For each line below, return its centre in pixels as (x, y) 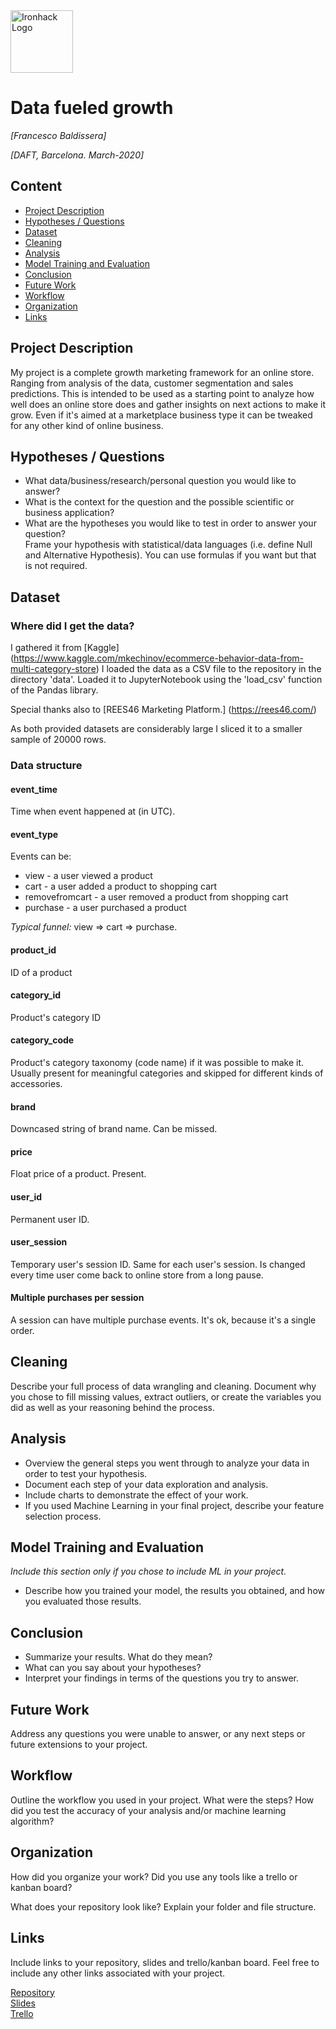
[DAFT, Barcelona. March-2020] (77, 155)
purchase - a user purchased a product (105, 908)
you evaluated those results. (83, 1601)
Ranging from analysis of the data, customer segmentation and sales (152, 383)
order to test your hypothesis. (86, 1473)
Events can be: (41, 856)
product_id (33, 950)
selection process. (63, 1516)
